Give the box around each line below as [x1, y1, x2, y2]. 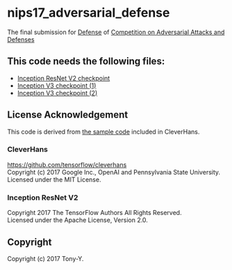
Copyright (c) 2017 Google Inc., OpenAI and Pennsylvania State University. [7, 168, 221, 176]
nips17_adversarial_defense [7, 5, 170, 21]
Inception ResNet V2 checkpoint [17, 74, 110, 82]
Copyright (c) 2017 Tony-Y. [7, 254, 84, 262]
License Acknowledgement [7, 109, 129, 121]
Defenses [7, 35, 35, 43]
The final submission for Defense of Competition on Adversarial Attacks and [7, 28, 225, 36]
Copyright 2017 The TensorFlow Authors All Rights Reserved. [7, 209, 182, 217]
